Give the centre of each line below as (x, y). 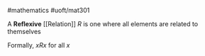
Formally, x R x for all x (39, 45)
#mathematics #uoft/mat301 (49, 10)
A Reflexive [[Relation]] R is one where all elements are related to (103, 24)
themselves (24, 32)
